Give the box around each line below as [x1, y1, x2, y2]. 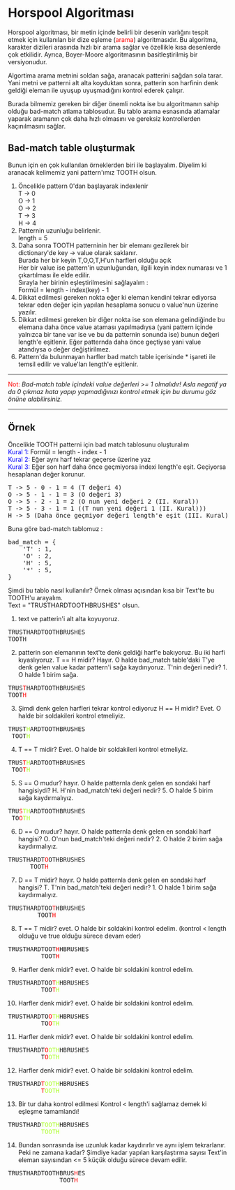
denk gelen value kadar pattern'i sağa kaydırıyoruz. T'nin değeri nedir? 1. [17, 662, 227, 672]
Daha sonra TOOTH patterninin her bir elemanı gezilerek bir [17, 241, 189, 249]
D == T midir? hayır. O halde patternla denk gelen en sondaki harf [17, 876, 206, 884]
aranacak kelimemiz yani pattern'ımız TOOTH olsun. [8, 168, 158, 176]
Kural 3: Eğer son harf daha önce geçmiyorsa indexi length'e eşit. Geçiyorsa [8, 463, 226, 471]
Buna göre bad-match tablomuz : [8, 524, 103, 532]
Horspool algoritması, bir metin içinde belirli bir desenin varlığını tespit [8, 28, 209, 36]
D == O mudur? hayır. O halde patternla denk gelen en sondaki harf [17, 827, 211, 836]
